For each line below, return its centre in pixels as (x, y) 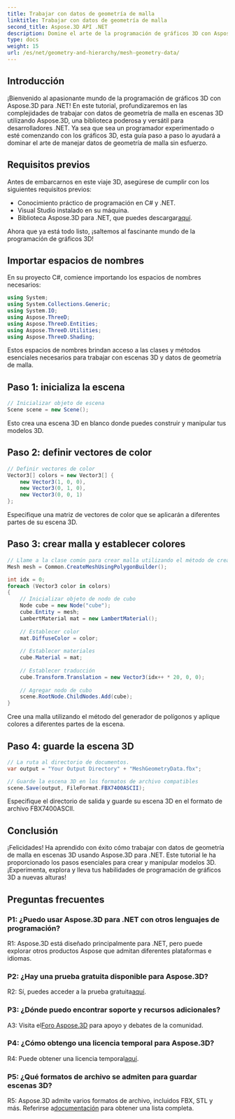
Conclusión (33, 831)
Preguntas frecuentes (56, 899)
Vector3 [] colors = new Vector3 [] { (60, 475)
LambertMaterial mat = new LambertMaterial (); (89, 618)
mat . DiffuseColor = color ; (59, 638)
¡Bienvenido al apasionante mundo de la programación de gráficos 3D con (114, 98)
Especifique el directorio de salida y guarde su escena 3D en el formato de (115, 801)
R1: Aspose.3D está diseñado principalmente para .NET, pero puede (105, 943)
